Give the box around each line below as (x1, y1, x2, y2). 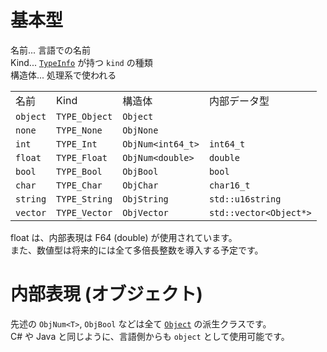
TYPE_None (56, 124, 103, 136)
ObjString (122, 193, 169, 205)
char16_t (208, 179, 251, 191)
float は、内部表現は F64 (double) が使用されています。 (10, 231, 238, 243)
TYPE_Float (56, 152, 108, 163)
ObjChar (122, 179, 159, 191)
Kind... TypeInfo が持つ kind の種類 (10, 56, 153, 68)
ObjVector (122, 207, 169, 218)
